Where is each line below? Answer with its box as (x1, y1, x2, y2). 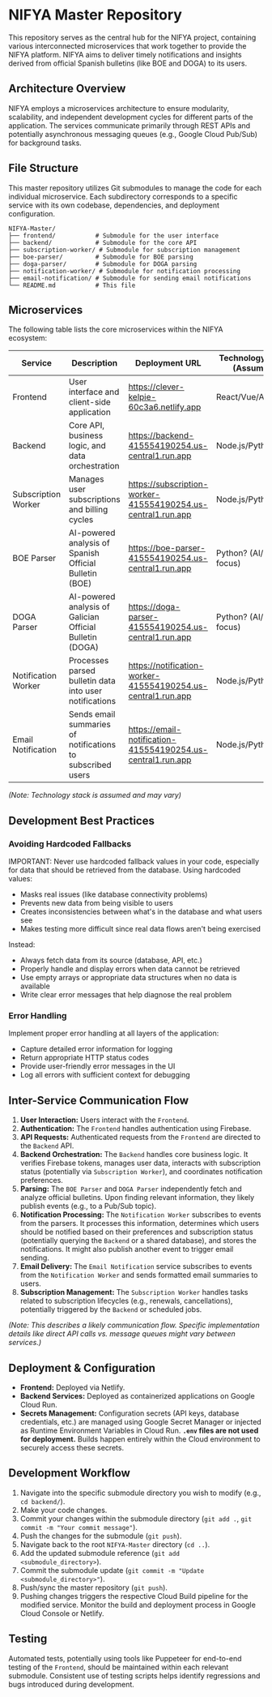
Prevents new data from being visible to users (19, 898, 174, 908)
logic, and (68, 440, 107, 452)
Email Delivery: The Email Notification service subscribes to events (19, 1262, 253, 1271)
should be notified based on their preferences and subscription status (19, 1227, 253, 1237)
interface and (68, 387, 120, 398)
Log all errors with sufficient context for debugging (19, 1070, 190, 1080)
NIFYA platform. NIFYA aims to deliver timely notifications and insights (8, 49, 242, 59)
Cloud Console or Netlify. (19, 1608, 104, 1618)
